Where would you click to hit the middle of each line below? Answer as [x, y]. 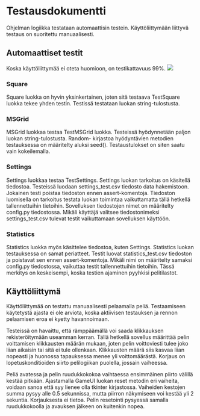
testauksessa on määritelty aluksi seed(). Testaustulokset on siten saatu [95, 145]
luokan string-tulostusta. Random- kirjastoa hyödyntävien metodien [90, 138]
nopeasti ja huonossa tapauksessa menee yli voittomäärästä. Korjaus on [96, 356]
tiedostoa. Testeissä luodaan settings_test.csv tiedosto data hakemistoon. [98, 186]
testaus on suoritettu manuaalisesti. [50, 34]
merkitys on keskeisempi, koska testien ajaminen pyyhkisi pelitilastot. [92, 273]
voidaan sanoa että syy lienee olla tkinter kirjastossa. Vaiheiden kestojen [96, 387]
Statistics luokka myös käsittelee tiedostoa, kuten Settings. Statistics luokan [100, 247]
